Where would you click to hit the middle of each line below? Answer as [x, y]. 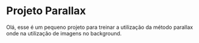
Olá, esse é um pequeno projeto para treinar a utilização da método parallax [99, 27]
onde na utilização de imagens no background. [64, 33]
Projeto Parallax [46, 11]
